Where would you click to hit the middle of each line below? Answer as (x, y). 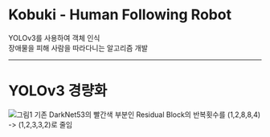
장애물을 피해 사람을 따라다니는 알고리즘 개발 (78, 48)
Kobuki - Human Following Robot (120, 15)
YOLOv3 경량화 (58, 91)
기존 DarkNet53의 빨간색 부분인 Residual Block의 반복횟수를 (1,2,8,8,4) (147, 115)
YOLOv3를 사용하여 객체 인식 (54, 38)
